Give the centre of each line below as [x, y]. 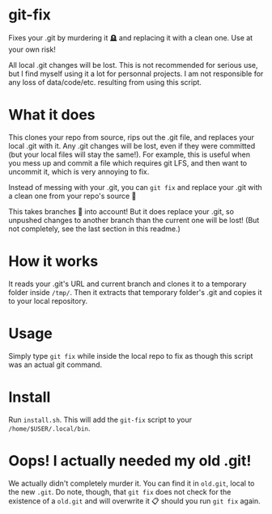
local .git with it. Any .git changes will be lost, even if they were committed [132, 145]
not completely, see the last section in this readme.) [94, 229]
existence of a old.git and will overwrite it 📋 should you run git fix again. [134, 501]
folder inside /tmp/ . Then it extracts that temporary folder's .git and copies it [135, 292]
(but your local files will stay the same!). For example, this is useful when [130, 154]
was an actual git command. [55, 364]
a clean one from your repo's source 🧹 [72, 196]
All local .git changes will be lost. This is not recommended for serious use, [133, 65]
